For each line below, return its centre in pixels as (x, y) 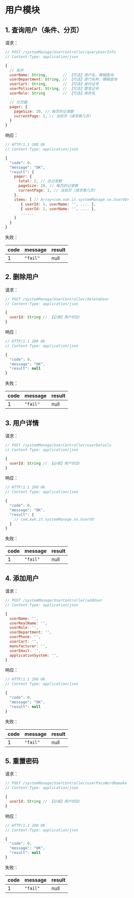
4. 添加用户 (22, 578)
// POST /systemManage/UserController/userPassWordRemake (66, 783)
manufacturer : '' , (29, 646)
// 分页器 (19, 102)
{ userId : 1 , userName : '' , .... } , (58, 204)
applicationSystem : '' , (34, 655)
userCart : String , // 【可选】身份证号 (54, 84)
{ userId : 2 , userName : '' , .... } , (58, 209)
